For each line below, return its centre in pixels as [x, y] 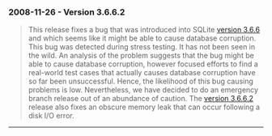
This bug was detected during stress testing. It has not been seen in [142, 47]
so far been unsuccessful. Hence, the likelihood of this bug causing [140, 81]
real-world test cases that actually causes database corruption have [142, 73]
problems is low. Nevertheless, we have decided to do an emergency [143, 90]
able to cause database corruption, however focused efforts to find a [143, 64]
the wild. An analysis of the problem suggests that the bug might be [141, 56]
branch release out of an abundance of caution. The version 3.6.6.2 [140, 99]
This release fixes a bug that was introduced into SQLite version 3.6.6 [144, 30]
